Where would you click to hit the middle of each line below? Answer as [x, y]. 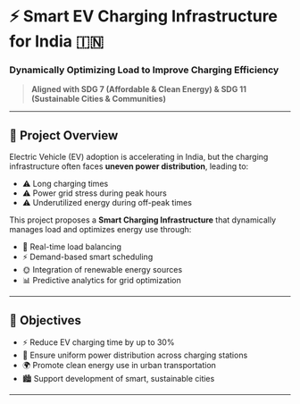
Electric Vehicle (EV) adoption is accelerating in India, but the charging [139, 157]
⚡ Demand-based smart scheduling [87, 257]
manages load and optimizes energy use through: [100, 230]
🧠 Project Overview [64, 135]
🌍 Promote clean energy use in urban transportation [119, 366]
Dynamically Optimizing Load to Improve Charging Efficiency [144, 70]
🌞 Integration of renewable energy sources [102, 270]
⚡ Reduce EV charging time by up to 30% [98, 342]
